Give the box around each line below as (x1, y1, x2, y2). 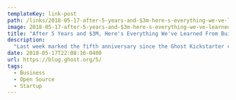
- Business (13, 69, 46, 76)
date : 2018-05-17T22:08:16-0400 (7, 50, 102, 57)
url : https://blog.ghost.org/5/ (7, 56, 102, 63)
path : (7, 17, 23, 24)
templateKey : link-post (7, 10, 77, 18)
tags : (7, 63, 23, 70)
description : (7, 37, 46, 44)
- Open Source (13, 75, 55, 83)
